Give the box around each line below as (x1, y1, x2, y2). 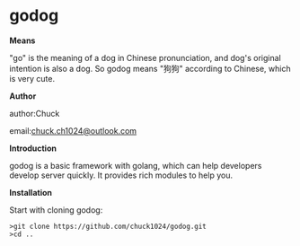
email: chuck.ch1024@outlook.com (9, 125, 137, 136)
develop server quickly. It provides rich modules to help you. (9, 170, 234, 180)
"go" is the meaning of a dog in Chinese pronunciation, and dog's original (9, 52, 281, 63)
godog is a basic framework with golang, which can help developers (9, 160, 262, 171)
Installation (9, 187, 52, 198)
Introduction (9, 143, 57, 154)
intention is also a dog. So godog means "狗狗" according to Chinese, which (9, 63, 291, 74)
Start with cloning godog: (9, 204, 103, 215)
